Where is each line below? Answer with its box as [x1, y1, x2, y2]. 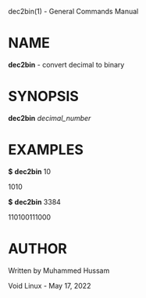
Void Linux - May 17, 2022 [8, 281, 91, 290]
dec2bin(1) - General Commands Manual [8, 7, 139, 16]
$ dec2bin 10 [8, 166, 52, 176]
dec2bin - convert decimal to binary [8, 60, 125, 69]
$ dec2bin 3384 [8, 197, 61, 206]
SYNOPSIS [8, 88, 80, 105]
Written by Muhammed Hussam [8, 266, 110, 275]
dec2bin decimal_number [8, 113, 91, 122]
